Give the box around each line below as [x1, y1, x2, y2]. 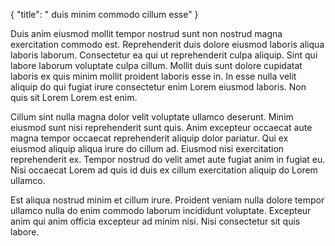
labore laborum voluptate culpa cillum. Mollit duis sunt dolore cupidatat [10, 60, 303, 71]
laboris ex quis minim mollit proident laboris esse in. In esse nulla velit [10, 70, 297, 82]
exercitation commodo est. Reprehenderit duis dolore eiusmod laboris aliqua [10, 39, 325, 50]
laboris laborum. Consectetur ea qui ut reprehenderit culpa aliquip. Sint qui [10, 49, 318, 61]
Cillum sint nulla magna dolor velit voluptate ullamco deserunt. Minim [10, 111, 294, 123]
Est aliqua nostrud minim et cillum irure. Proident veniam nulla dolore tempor [10, 194, 325, 206]
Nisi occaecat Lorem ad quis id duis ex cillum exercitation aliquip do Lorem [10, 164, 318, 176]
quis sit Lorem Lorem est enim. [10, 92, 138, 103]
